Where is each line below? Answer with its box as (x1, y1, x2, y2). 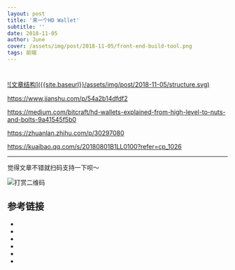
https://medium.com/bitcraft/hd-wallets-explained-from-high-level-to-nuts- (7, 108, 226, 116)
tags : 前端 (7, 50, 37, 57)
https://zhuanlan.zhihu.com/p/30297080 (7, 129, 124, 137)
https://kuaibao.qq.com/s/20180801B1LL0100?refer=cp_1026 (7, 143, 182, 151)
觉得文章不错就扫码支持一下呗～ (7, 164, 99, 172)
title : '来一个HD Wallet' (7, 17, 80, 24)
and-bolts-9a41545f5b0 (7, 115, 77, 124)
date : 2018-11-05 (7, 29, 58, 37)
